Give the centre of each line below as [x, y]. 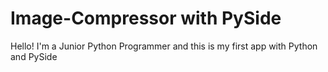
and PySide [34, 56]
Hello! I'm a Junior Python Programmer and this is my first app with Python [164, 46]
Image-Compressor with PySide [146, 18]
